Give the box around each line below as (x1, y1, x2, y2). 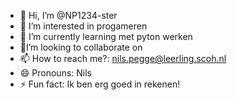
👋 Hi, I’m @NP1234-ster (19, 10, 118, 21)
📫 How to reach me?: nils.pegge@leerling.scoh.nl (19, 53, 227, 64)
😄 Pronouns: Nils (19, 67, 92, 79)
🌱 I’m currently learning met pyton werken (19, 31, 193, 42)
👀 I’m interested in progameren (19, 20, 148, 32)
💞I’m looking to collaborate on (19, 41, 143, 53)
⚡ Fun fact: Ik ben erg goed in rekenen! (19, 78, 181, 90)
